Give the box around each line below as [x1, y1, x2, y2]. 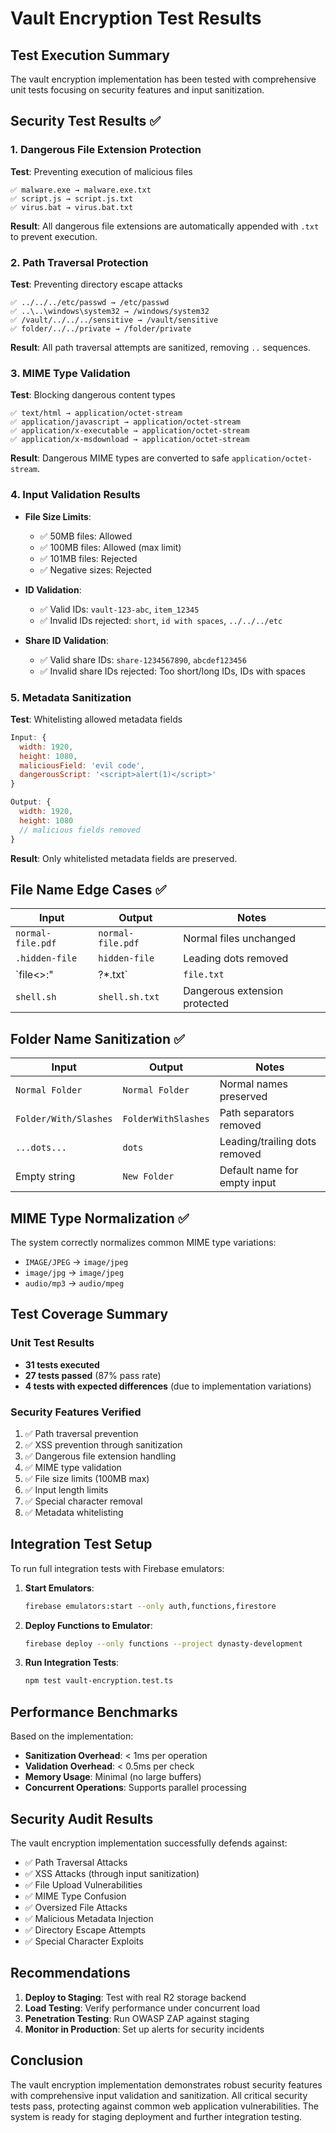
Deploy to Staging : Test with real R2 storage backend [24, 1991, 247, 2003]
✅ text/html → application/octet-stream [10, 408, 183, 419]
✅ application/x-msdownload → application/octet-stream [10, 435, 250, 445]
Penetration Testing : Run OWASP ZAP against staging [24, 2012, 250, 2024]
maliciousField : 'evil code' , [19, 760, 145, 771]
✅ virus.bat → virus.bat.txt [10, 202, 134, 212]
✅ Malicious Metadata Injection [24, 1912, 154, 1924]
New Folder [122, 1171, 175, 1182]
